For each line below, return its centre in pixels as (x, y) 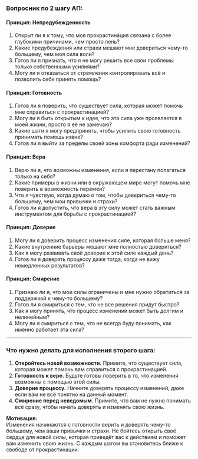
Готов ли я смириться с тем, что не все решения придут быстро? (97, 304)
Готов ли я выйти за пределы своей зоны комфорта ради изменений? (102, 143)
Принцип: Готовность (34, 93)
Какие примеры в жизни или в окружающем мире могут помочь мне (102, 182)
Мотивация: (22, 418)
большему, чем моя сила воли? (55, 54)
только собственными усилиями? (57, 67)
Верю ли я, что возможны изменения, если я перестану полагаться (100, 170)
